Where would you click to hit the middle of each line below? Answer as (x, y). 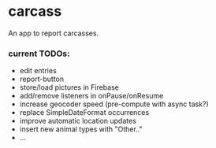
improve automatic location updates (78, 121)
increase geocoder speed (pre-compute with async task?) (114, 104)
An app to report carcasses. (54, 33)
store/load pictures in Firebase (69, 87)
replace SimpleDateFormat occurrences (84, 113)
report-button (42, 79)
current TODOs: (39, 54)
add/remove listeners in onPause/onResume (91, 96)
